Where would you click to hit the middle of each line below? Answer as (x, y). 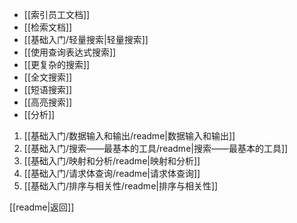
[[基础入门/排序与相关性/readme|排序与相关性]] (121, 186)
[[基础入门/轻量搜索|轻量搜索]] (86, 39)
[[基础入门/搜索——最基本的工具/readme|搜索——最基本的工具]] (156, 148)
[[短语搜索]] (48, 89)
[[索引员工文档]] (57, 14)
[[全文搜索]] (48, 77)
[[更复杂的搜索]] (57, 64)
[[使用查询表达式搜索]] (70, 52)
